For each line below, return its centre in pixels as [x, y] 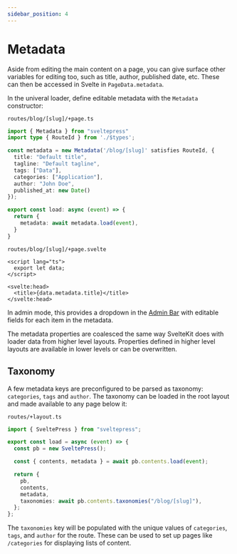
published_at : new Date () [52, 190]
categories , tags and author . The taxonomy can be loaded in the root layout [118, 396]
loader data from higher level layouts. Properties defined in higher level [111, 341]
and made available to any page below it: [67, 404]
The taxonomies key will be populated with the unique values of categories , [117, 528]
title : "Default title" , [51, 158]
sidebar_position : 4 [38, 14]
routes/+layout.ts [35, 417]
